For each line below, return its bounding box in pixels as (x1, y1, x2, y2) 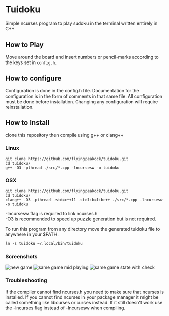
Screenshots (5, 252, 38, 260)
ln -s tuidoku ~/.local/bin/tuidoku (5, 241, 83, 246)
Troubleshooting (5, 277, 47, 284)
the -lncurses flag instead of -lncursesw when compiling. (5, 305, 126, 311)
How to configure (5, 74, 62, 83)
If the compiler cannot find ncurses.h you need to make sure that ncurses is (5, 289, 164, 295)
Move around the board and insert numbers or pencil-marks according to (5, 54, 159, 60)
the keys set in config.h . (5, 59, 57, 66)
